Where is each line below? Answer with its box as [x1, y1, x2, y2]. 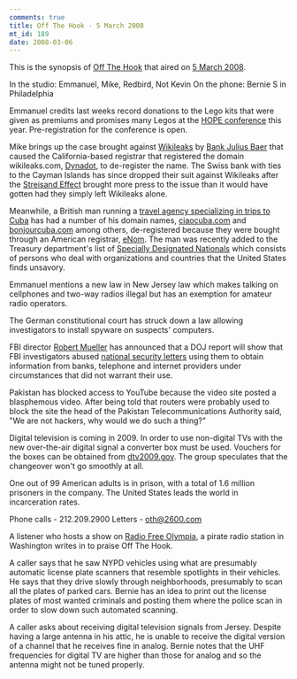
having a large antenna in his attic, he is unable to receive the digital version [9, 631, 286, 642]
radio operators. [9, 298, 68, 309]
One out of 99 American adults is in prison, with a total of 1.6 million [9, 478, 255, 489]
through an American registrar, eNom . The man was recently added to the [9, 234, 278, 244]
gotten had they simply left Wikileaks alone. [9, 189, 168, 199]
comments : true [9, 12, 65, 22]
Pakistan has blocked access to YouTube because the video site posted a [9, 387, 277, 398]
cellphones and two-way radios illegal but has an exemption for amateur [9, 289, 272, 299]
